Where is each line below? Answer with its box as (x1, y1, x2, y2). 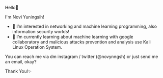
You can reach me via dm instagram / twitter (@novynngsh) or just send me (5, 54, 158, 59)
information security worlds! (12, 29, 70, 34)
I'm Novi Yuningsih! (5, 14, 44, 19)
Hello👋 (5, 5, 19, 10)
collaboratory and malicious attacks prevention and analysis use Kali (12, 39, 151, 45)
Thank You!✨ (5, 68, 32, 74)
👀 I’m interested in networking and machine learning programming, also (12, 23, 157, 29)
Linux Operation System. (12, 44, 62, 50)
